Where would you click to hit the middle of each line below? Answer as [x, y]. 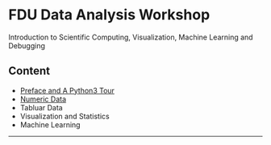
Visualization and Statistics [65, 116]
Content [29, 71]
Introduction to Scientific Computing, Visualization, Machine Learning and [131, 37]
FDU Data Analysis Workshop [109, 15]
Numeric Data [43, 99]
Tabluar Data [41, 107]
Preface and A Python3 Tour [67, 90]
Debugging [27, 45]
